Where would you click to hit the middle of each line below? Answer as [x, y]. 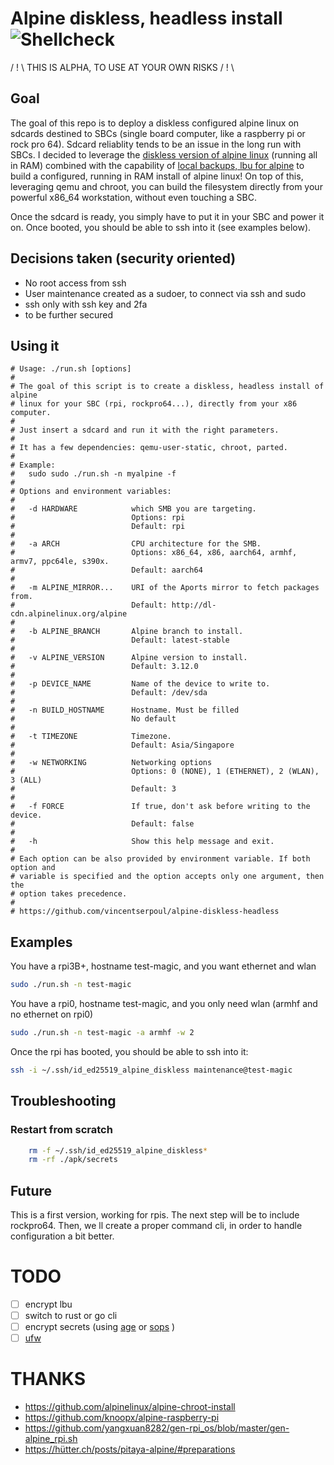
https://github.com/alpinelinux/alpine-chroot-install [130, 1407]
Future [31, 1190]
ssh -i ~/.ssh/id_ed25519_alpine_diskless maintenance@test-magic [151, 1070]
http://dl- [194, 605]
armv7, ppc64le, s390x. [60, 562]
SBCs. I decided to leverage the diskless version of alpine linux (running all [164, 154]
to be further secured [69, 314]
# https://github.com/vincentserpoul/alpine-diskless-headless [145, 912]
